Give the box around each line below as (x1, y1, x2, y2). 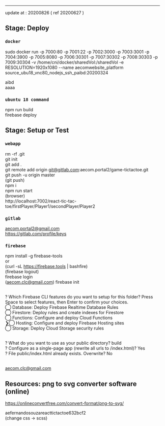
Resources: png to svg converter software (5, 380, 137, 388)
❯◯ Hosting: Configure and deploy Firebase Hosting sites (5, 320, 124, 326)
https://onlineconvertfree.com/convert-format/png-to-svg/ (5, 400, 124, 406)
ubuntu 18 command (5, 97, 49, 102)
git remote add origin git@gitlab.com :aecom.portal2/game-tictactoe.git (5, 166, 149, 172)
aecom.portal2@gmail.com (5, 225, 60, 231)
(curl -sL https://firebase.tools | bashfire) (5, 263, 88, 269)
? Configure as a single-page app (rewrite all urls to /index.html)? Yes (5, 345, 145, 351)
